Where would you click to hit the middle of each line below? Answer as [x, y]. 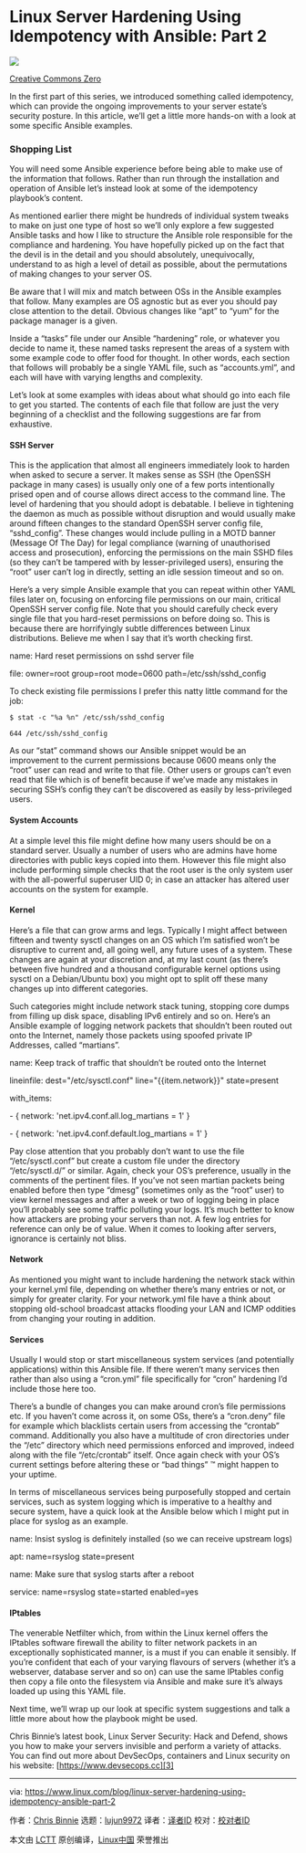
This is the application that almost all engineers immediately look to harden [149, 465]
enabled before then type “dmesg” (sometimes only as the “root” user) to [147, 1190]
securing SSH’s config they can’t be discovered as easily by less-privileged [151, 790]
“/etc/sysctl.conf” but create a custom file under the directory [125, 1161]
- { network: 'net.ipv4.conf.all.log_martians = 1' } [100, 1115]
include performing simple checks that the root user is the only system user [151, 869]
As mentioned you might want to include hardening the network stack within [153, 1279]
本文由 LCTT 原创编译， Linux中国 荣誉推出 [89, 1840]
